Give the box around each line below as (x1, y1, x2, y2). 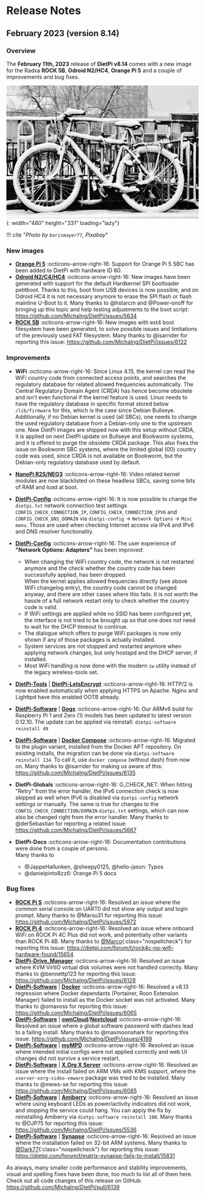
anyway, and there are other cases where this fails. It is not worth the (24, 590, 198, 598)
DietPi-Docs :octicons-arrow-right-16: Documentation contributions (15, 838, 186, 845)
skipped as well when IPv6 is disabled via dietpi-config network (15, 793, 179, 801)
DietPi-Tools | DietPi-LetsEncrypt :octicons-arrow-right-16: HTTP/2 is (15, 680, 193, 687)
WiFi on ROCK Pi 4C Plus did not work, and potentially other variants (15, 931, 188, 938)
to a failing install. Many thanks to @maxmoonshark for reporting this (15, 1028, 189, 1036)
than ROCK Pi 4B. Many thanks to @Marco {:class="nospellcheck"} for (15, 937, 192, 945)
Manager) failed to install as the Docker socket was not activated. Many (15, 996, 195, 1003)
